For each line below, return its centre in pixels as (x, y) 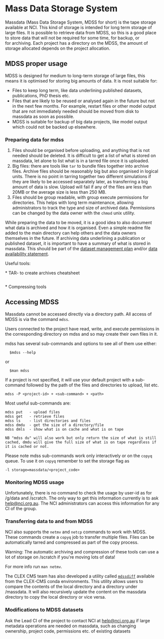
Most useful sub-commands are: (38, 403)
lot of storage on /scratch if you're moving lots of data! (60, 557)
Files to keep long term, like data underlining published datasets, (77, 90)
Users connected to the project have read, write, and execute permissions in (82, 329)
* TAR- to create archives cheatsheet (42, 273)
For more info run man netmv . (34, 567)
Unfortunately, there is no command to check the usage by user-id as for (79, 493)
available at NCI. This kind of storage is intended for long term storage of (79, 27)
